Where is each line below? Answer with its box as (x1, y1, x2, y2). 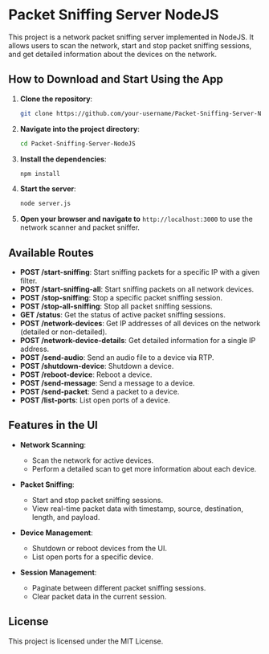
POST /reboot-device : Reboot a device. (19, 370, 153, 379)
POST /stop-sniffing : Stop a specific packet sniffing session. (19, 293, 223, 303)
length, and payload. (31, 512, 100, 521)
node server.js (19, 199, 71, 208)
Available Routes (8, 246, 95, 260)
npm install (19, 170, 60, 178)
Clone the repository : (19, 94, 93, 104)
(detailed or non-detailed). (19, 327, 108, 337)
